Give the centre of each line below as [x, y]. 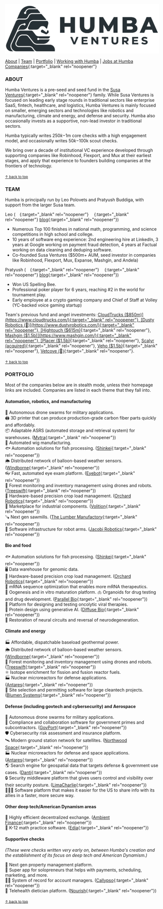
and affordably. [20, 425]
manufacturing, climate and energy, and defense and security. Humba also [80, 116]
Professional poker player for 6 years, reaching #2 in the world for [78, 289]
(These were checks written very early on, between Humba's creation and [80, 850]
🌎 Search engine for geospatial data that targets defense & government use [82, 765]
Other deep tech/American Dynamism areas [51, 806]
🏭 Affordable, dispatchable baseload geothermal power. [62, 643]
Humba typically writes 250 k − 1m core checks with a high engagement [76, 135]
